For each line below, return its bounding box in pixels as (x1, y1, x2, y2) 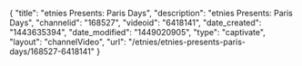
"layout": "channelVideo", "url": (9, 36, 127, 47)
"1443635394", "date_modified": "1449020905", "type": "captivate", (9, 27, 266, 37)
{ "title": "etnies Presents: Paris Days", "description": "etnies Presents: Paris (9, 8, 293, 18)
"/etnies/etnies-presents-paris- (127, 36, 246, 47)
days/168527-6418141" (9, 46, 96, 57)
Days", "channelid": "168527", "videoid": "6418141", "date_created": (9, 17, 262, 28)
